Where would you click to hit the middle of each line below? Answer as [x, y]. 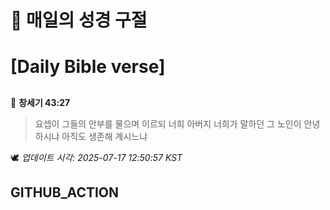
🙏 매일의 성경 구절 [79, 20]
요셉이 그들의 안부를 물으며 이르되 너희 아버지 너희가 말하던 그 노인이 [168, 123]
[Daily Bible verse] [88, 67]
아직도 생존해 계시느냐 [104, 136]
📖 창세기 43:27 [40, 102]
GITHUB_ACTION [65, 192]
